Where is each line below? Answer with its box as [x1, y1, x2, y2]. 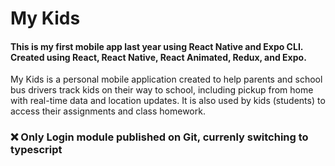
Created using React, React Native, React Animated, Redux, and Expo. [10, 51, 307, 63]
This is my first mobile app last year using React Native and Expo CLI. [10, 40, 304, 52]
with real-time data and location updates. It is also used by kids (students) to [10, 95, 326, 107]
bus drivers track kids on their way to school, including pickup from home [10, 84, 314, 96]
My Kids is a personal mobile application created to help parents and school [10, 73, 323, 86]
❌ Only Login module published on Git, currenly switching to [10, 130, 309, 144]
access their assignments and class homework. [10, 105, 206, 117]
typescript [10, 143, 63, 157]
